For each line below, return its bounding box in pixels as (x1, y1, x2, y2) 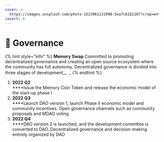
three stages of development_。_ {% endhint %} (5, 70, 102, 76)
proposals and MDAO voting (12, 111, 69, 117)
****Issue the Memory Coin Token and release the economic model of (12, 85, 156, 91)
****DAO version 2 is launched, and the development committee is (12, 121, 149, 127)
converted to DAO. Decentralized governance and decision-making (12, 126, 147, 132)
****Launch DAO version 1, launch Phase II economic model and (12, 100, 144, 106)
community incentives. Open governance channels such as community (12, 106, 155, 112)
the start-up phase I (12, 90, 52, 96)
